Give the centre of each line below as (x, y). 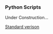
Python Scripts (23, 7)
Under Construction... (27, 18)
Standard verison (22, 27)
